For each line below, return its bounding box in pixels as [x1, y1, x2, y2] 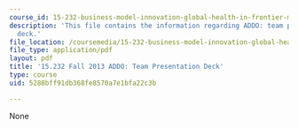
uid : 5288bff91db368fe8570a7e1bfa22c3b [9, 79, 157, 87]
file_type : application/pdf [9, 46, 114, 55]
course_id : [9, 12, 50, 22]
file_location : [9, 37, 66, 47]
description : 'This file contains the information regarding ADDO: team [9, 21, 284, 30]
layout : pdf [9, 54, 53, 63]
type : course [9, 71, 58, 79]
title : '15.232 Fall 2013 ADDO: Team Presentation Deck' [9, 63, 224, 72]
